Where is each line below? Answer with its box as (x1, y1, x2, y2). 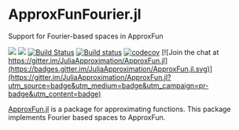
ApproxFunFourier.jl (8, 5, 142, 23)
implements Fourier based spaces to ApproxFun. (8, 112, 166, 122)
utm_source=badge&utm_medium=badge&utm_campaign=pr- (8, 81, 209, 90)
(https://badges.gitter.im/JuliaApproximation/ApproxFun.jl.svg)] (8, 64, 213, 74)
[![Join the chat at (161, 47, 219, 56)
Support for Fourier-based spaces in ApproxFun (8, 31, 164, 41)
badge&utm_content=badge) (8, 88, 101, 99)
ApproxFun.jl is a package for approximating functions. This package (8, 104, 232, 114)
